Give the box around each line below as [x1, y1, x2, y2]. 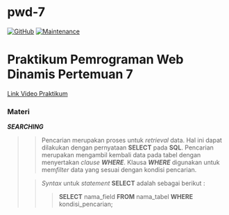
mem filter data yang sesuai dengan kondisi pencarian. [41, 166, 197, 174]
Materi [7, 106, 30, 116]
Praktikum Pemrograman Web [7, 51, 184, 67]
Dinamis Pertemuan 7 [7, 67, 133, 82]
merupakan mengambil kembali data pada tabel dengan [41, 151, 201, 159]
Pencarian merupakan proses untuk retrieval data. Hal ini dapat [41, 136, 222, 145]
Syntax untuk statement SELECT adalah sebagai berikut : [41, 179, 205, 188]
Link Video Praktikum [7, 89, 68, 97]
